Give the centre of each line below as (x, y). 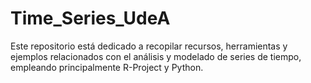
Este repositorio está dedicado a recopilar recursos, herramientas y (149, 46)
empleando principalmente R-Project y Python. (107, 67)
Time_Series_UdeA (90, 18)
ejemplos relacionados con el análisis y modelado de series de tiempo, (156, 56)
